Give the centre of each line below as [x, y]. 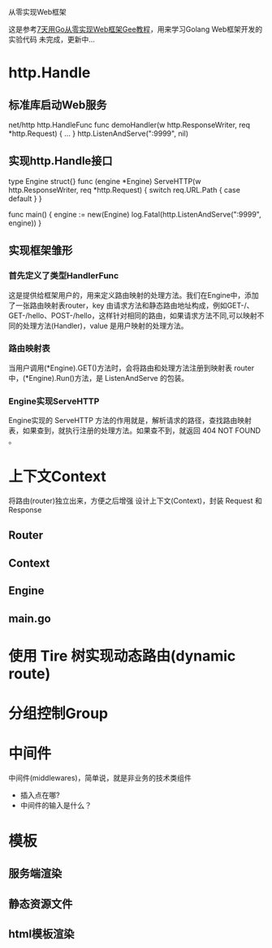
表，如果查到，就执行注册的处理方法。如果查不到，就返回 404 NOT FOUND [135, 430]
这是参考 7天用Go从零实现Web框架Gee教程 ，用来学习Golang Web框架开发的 [136, 29]
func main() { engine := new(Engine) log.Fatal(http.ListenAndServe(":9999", [135, 214]
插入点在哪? [40, 795]
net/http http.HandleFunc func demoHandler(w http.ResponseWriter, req [129, 125]
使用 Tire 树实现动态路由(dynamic [122, 655]
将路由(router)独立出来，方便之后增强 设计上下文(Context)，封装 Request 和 [135, 501]
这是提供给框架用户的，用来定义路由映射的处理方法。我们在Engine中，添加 [134, 295]
